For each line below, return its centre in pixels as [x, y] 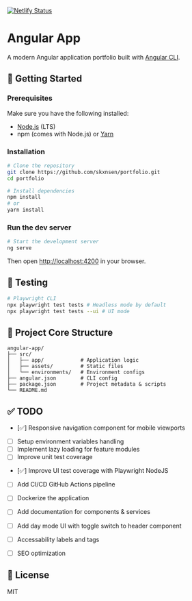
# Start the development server [53, 242]
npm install [24, 197]
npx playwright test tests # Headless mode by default [87, 305]
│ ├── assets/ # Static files [66, 367]
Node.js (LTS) [36, 126]
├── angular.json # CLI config [62, 378]
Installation [26, 151]
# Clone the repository [41, 165]
